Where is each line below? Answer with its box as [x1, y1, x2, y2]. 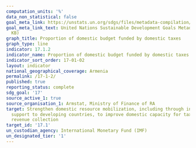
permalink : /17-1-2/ [6, 73, 57, 79]
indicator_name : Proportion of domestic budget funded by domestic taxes [6, 52, 190, 58]
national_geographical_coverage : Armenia [6, 68, 108, 74]
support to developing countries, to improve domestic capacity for [11, 111, 181, 117]
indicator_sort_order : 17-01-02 [6, 57, 85, 63]
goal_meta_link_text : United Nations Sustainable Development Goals [6, 24, 176, 31]
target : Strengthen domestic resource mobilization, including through [6, 106, 184, 112]
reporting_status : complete [6, 84, 75, 90]
